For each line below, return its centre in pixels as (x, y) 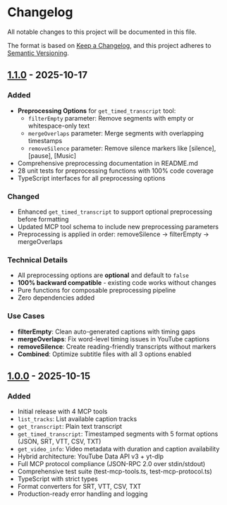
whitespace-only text (59, 126)
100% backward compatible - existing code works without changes (117, 283)
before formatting (43, 219)
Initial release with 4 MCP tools (62, 412)
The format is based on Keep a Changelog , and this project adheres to (109, 45)
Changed (24, 196)
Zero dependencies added (56, 298)
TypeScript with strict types (58, 479)
